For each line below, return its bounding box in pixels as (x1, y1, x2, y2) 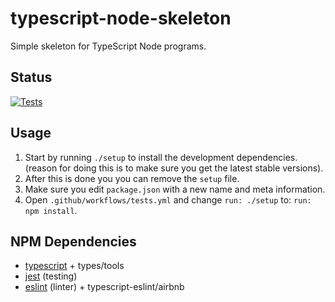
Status (10, 69, 53, 86)
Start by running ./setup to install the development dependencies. (24, 151, 298, 163)
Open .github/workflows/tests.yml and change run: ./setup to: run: (24, 193, 312, 206)
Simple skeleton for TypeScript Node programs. (10, 40, 207, 52)
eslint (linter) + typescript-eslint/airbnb (24, 281, 185, 293)
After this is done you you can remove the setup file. (24, 172, 240, 184)
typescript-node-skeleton (10, 7, 232, 30)
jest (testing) (24, 270, 78, 282)
